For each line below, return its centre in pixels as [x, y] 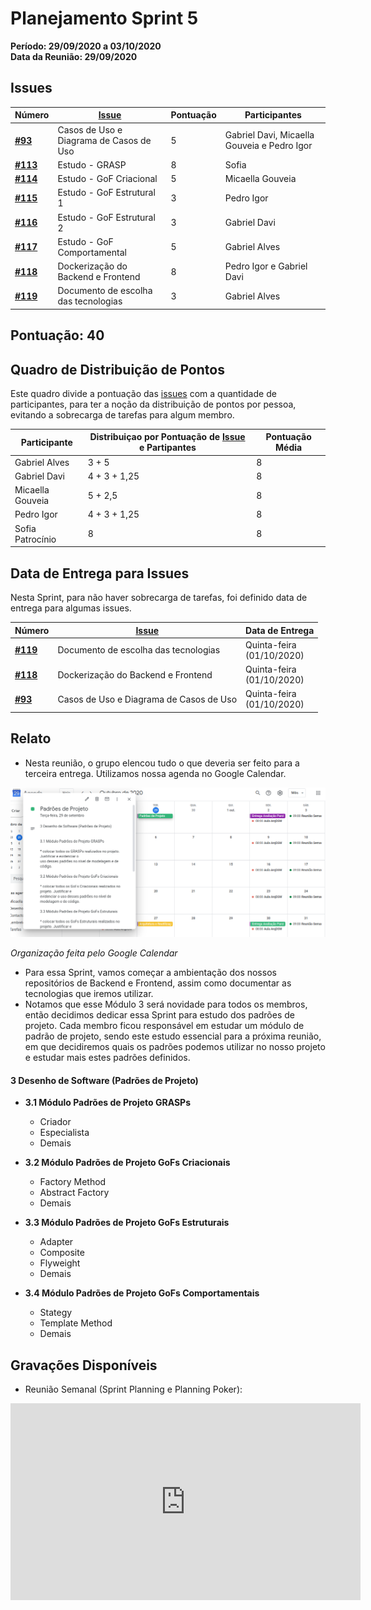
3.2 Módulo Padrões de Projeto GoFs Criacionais [127, 1163]
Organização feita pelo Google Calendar [94, 953]
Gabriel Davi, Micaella [269, 135]
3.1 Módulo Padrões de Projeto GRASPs [107, 1103]
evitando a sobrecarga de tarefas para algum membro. [122, 414]
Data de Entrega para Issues [100, 573]
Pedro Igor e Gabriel [266, 266]
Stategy [56, 1313]
